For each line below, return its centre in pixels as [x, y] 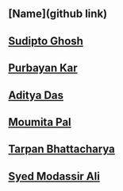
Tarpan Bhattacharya [61, 149]
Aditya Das [36, 95]
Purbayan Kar [43, 68]
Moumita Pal [40, 122]
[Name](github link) [58, 14]
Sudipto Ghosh [46, 41]
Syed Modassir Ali [54, 176]
